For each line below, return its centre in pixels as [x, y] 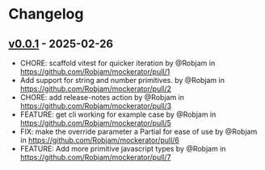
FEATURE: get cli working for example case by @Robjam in [118, 114]
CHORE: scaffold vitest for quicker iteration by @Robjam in [118, 63]
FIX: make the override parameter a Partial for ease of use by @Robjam [139, 131]
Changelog [46, 14]
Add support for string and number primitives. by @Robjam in [122, 80]
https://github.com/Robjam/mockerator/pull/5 [96, 123]
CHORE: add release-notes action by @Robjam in [102, 97]
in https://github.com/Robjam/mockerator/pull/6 [100, 140]
